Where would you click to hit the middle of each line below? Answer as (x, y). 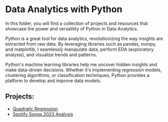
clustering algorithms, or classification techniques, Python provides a (77, 75)
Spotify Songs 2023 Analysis (43, 114)
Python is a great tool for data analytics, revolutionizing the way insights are (84, 38)
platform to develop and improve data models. (53, 80)
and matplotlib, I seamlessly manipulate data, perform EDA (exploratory (79, 49)
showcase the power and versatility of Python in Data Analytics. (72, 28)
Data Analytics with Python (64, 9)
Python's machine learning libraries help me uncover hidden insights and (81, 64)
